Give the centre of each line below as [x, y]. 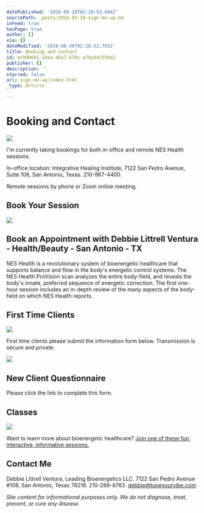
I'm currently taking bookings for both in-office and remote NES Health [95, 150]
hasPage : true [24, 29]
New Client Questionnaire [56, 378]
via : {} [16, 40]
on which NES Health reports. [56, 296]
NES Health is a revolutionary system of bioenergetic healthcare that [92, 263]
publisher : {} [24, 63]
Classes [22, 412]
